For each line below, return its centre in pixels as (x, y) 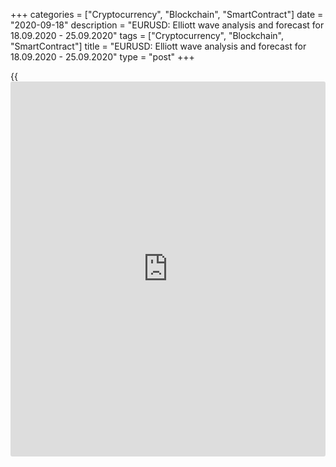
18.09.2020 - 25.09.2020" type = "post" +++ (102, 57)
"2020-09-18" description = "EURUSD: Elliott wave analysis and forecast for (167, 25)
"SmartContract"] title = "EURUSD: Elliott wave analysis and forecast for (158, 46)
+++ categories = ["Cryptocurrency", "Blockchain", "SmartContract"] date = (167, 14)
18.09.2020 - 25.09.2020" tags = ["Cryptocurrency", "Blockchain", (147, 35)
